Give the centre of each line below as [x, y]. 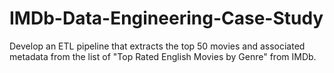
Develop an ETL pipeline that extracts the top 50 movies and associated [157, 46]
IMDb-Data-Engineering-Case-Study [166, 18]
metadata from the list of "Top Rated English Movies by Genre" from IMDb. [163, 56]
